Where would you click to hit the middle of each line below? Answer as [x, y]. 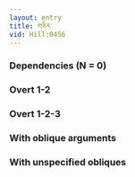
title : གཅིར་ [30, 26]
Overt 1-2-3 [35, 114]
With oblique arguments [63, 138]
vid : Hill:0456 [38, 34]
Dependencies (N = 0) [58, 66]
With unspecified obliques [68, 162]
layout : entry [36, 18]
